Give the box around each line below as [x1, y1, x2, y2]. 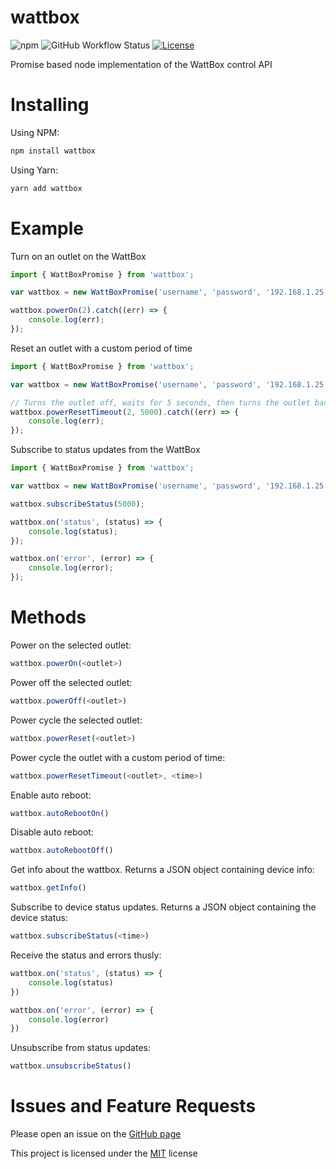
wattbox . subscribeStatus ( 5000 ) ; [10, 499, 145, 509]
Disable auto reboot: [10, 826, 94, 838]
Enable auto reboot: [10, 789, 92, 801]
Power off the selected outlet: [10, 676, 133, 688]
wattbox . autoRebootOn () [10, 808, 110, 818]
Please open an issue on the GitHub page [10, 1128, 182, 1140]
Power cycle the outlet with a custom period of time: [10, 751, 226, 763]
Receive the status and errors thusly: [10, 949, 162, 961]
